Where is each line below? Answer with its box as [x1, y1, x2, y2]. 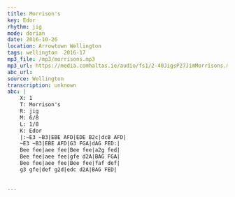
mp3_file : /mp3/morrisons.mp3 [7, 56, 96, 63]
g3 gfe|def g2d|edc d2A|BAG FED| [20, 166, 117, 173]
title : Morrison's [7, 10, 61, 17]
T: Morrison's [20, 101, 61, 108]
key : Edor [7, 17, 36, 24]
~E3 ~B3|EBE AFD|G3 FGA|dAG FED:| [20, 140, 120, 147]
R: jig [20, 108, 39, 115]
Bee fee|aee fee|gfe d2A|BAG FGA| [20, 153, 120, 161]
